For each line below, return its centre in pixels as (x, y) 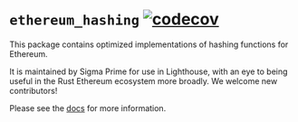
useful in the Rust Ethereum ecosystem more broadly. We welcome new (144, 80)
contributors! (34, 90)
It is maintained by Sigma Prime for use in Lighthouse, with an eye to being (149, 71)
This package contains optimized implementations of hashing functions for (149, 44)
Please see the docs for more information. (88, 108)
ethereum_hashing (75, 20)
